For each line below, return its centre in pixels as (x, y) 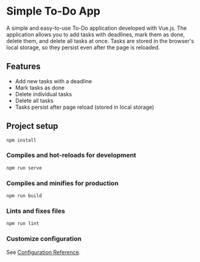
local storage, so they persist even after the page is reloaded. (83, 47)
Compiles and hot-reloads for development (71, 155)
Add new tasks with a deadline (53, 81)
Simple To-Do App (53, 11)
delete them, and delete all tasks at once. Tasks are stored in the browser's (100, 41)
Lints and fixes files (36, 211)
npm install (21, 140)
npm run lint (23, 224)
